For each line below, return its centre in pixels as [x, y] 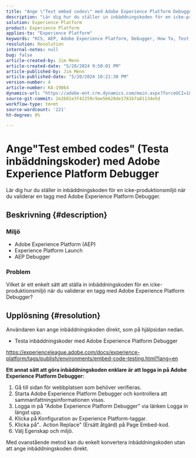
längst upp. [28, 412]
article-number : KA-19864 [37, 88]
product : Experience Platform [43, 28]
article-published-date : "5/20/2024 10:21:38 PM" [68, 77]
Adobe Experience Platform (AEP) [55, 244]
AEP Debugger [32, 257]
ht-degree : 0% [23, 115]
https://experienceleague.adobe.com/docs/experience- [73, 352]
